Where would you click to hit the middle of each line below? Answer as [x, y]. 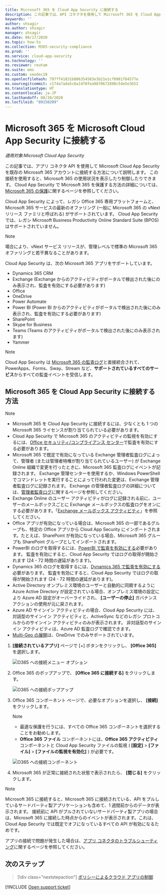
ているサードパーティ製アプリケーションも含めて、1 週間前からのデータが [80, 805]
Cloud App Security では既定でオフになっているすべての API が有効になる [80, 824]
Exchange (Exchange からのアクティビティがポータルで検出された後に [84, 279]
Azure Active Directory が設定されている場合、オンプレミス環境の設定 [83, 591]
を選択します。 [28, 651]
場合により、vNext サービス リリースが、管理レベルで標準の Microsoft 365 [81, 247]
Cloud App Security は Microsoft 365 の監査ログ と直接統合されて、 [74, 362]
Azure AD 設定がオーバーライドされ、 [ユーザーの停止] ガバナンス [89, 598]
